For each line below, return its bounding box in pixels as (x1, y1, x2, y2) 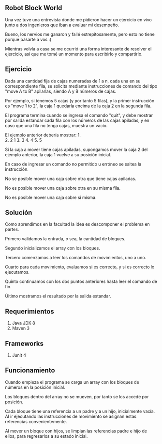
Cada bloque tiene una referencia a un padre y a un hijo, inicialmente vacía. (5, 408, 155, 414)
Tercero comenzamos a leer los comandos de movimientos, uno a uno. (5, 255, 147, 261)
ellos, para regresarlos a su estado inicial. (5, 433, 88, 439)
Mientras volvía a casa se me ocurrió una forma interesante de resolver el (5, 46, 152, 51)
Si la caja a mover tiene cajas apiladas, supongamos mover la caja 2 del (5, 147, 148, 152)
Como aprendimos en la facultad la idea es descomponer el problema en (5, 221, 150, 227)
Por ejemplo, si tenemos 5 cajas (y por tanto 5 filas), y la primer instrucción (5, 98, 155, 103)
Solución (5, 209, 32, 217)
